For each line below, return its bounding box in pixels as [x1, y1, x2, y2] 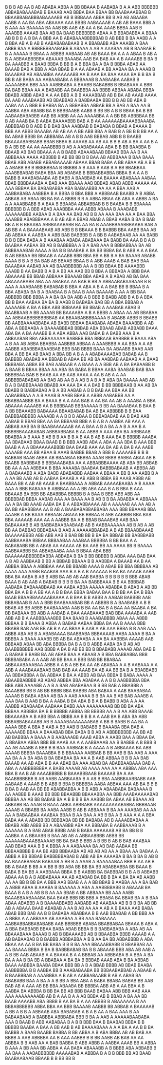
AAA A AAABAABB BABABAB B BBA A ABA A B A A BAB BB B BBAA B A [5, 284, 149, 290]
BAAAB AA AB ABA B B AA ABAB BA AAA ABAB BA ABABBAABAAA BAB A [5, 760, 155, 766]
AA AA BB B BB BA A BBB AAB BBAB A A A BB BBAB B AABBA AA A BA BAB [5, 879, 158, 885]
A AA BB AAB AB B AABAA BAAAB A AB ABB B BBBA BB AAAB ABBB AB [5, 475, 151, 481]
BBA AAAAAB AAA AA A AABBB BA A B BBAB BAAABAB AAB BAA [5, 517, 139, 523]
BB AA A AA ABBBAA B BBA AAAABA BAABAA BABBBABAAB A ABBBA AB [5, 465, 155, 471]
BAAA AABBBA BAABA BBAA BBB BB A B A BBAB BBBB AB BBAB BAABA [5, 962, 152, 968]
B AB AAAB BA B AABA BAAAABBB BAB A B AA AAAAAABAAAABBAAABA [5, 118, 155, 124]
